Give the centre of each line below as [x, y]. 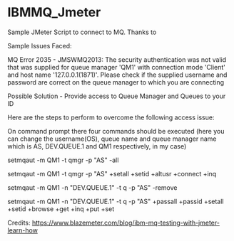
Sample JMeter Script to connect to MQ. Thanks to [82, 32]
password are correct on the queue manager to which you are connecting [116, 82]
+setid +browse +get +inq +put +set [61, 209]
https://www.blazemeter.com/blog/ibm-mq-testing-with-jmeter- [126, 223]
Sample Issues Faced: [40, 45]
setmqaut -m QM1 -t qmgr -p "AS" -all [63, 160]
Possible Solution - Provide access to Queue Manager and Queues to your [117, 96]
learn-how [22, 230]
